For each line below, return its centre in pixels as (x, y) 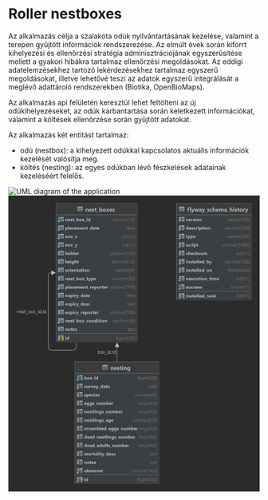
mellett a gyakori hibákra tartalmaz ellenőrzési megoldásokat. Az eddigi (126, 62)
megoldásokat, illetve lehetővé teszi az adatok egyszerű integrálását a (124, 78)
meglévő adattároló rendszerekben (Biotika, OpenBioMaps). (106, 87)
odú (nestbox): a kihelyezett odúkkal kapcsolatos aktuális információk (134, 150)
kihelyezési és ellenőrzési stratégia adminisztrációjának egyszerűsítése (125, 53)
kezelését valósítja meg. (59, 159)
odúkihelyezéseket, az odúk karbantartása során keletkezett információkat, (132, 111)
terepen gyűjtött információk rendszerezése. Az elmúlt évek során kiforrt (128, 44)
